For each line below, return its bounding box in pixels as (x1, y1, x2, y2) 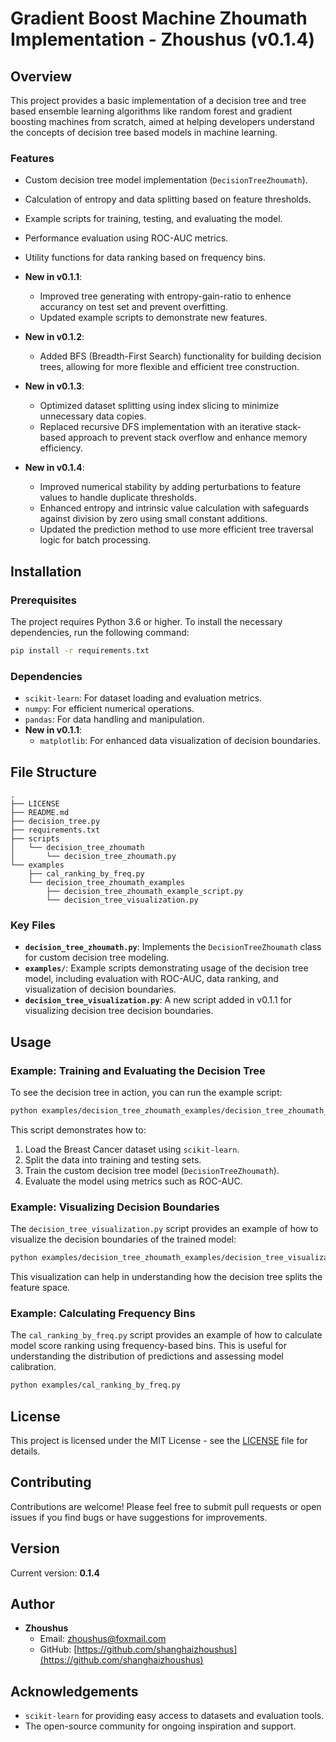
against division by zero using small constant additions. (39, 513, 268, 525)
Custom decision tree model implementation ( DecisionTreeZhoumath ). (24, 174, 308, 186)
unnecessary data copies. (39, 410, 147, 422)
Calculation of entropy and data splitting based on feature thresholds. (24, 193, 312, 206)
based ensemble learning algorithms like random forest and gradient (10, 105, 293, 117)
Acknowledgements (10, 1683, 139, 1700)
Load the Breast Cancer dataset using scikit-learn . (24, 1143, 240, 1155)
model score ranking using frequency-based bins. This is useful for (10, 1340, 287, 1352)
